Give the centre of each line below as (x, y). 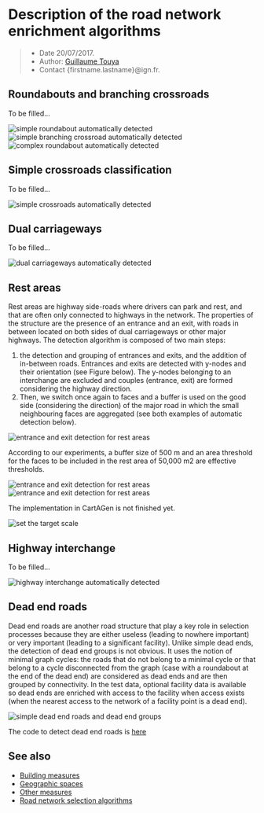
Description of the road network (115, 15)
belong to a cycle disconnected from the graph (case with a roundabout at (128, 668)
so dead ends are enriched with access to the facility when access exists (126, 693)
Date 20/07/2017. (67, 53)
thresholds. (26, 469)
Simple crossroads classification (90, 170)
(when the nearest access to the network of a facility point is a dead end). (128, 701)
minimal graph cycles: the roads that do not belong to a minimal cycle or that (132, 659)
